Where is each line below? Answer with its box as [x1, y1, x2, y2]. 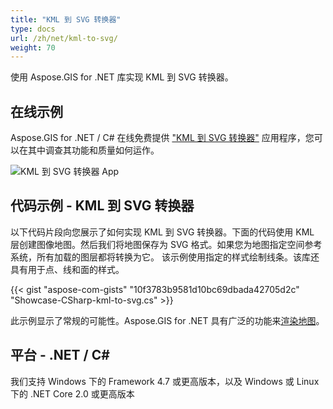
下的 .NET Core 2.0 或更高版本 [10, 387, 135, 400]
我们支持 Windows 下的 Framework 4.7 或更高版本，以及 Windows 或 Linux [10, 375, 320, 387]
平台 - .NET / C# [10, 347, 110, 364]
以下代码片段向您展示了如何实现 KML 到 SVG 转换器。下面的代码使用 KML [10, 226, 315, 238]
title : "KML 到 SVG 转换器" [10, 14, 122, 25]
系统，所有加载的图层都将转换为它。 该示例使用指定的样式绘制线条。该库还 [10, 251, 320, 263]
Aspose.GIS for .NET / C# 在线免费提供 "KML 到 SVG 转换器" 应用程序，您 [10, 132, 315, 144]
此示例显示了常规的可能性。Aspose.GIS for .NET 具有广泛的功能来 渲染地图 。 [10, 314, 325, 326]
